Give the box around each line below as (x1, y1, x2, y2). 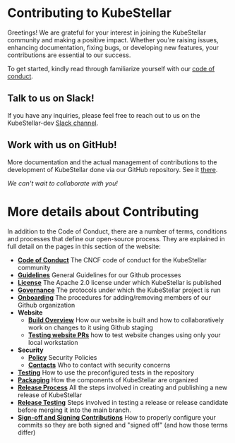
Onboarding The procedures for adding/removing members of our (17, 293, 212, 301)
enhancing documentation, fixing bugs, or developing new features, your (7, 43, 219, 51)
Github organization (17, 301, 76, 309)
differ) (17, 428, 36, 437)
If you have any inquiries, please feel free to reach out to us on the (7, 111, 200, 119)
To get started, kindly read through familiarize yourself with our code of (7, 64, 215, 73)
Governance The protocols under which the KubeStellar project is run (17, 286, 221, 294)
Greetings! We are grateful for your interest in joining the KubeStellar (7, 28, 207, 37)
